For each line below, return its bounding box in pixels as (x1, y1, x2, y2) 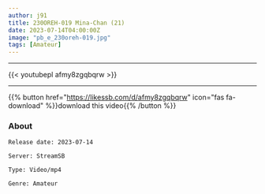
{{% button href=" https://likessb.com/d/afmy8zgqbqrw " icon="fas (8, 92, 225, 103)
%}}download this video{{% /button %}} (45, 101, 177, 110)
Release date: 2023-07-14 (8, 139, 93, 147)
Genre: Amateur (8, 180, 58, 188)
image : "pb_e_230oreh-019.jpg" (8, 33, 111, 42)
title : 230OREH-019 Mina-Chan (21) (8, 19, 125, 27)
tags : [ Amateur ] (8, 41, 62, 49)
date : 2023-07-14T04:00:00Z (8, 26, 101, 34)
